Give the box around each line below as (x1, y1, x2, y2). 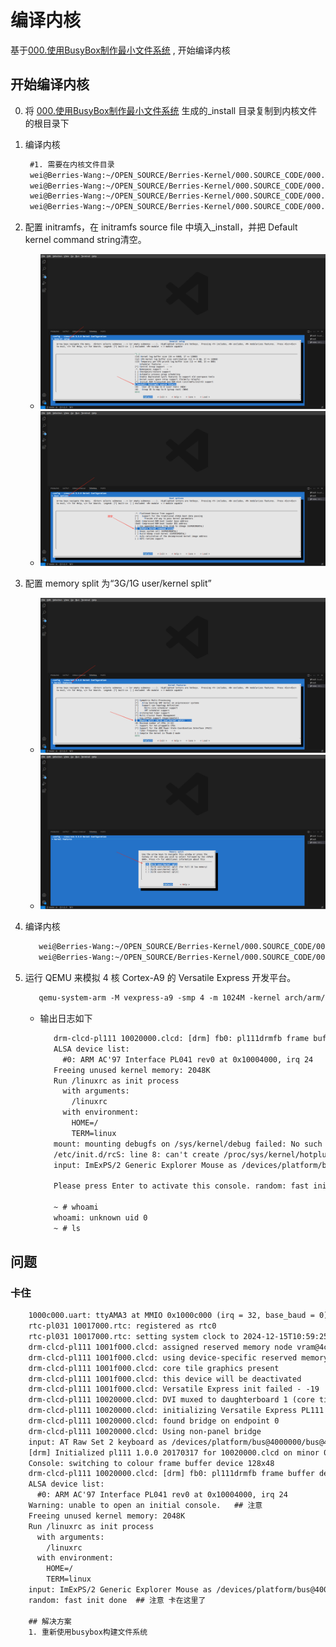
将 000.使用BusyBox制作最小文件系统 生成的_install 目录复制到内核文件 (24, 104, 318, 116)
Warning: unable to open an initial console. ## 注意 (28, 1501, 263, 1511)
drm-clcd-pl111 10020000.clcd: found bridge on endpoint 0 (28, 1416, 280, 1426)
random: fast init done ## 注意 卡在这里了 (28, 1595, 207, 1605)
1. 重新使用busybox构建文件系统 (28, 1627, 148, 1637)
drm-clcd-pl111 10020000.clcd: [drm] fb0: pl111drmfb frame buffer (28, 1469, 315, 1479)
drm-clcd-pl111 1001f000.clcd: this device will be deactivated (28, 1374, 302, 1384)
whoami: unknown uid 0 (53, 1212, 148, 1223)
